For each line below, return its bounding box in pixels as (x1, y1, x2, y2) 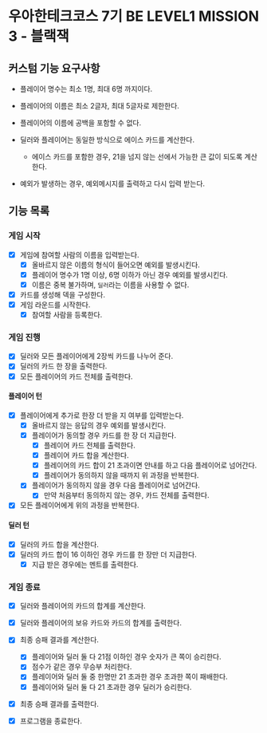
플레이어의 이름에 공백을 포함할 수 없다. (19, 118, 142, 128)
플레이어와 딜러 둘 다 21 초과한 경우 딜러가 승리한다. (31, 682, 192, 692)
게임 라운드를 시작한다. (19, 300, 91, 309)
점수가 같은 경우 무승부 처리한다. (31, 662, 132, 672)
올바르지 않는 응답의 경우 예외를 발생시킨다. (31, 420, 167, 430)
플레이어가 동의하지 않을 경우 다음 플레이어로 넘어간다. (31, 480, 201, 491)
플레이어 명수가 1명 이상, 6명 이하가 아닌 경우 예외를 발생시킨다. (31, 270, 229, 279)
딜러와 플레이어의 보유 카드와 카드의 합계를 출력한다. (19, 618, 182, 628)
